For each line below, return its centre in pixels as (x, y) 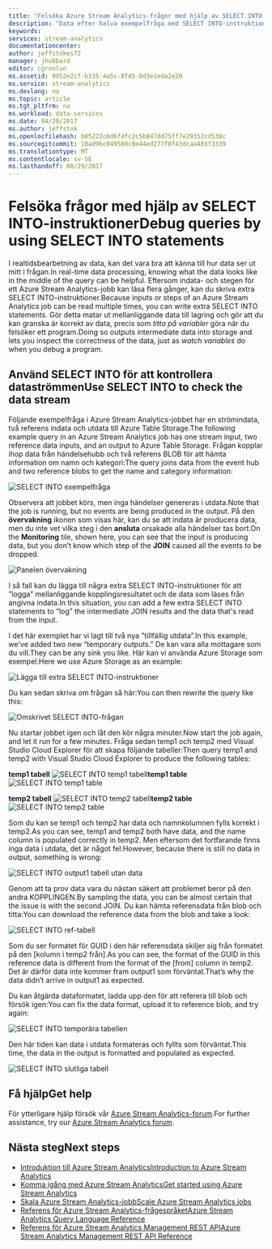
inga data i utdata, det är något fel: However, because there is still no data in (134, 848)
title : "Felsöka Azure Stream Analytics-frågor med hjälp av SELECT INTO (136, 16)
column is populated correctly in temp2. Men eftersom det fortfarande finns (134, 839)
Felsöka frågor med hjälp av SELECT (132, 206)
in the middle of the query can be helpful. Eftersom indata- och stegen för (132, 281)
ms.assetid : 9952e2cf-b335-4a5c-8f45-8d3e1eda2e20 (96, 76)
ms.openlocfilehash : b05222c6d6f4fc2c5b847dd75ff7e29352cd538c (117, 136)
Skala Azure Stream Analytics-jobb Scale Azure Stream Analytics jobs (136, 1201)
